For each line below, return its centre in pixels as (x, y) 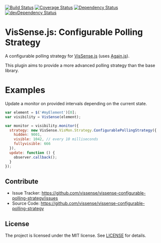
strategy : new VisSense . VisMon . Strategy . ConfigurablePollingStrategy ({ (83, 130)
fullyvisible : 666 (32, 144)
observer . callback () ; (35, 157)
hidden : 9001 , (28, 135)
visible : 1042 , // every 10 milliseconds (56, 139)
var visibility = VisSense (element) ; (43, 117)
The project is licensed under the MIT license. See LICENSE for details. (76, 235)
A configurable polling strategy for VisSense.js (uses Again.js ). (67, 56)
